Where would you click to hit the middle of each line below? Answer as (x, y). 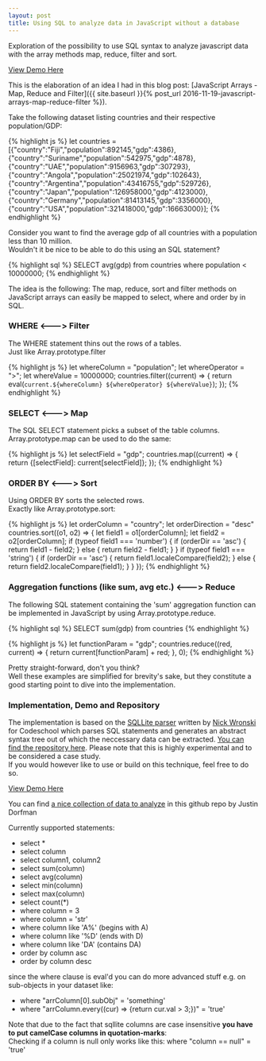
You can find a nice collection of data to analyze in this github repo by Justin (133, 803)
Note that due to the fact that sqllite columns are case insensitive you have (131, 1024)
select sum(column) (52, 868)
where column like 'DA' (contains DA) (80, 944)
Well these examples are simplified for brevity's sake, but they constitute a (130, 676)
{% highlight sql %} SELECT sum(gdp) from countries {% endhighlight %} (129, 628)
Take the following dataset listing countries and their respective (112, 117)
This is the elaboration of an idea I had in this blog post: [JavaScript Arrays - (133, 85)
